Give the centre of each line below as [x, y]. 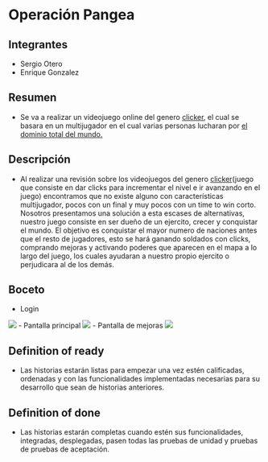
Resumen [33, 98]
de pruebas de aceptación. [65, 449]
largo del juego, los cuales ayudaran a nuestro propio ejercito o [125, 256]
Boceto [27, 290]
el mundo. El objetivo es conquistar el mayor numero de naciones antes [138, 230]
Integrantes [38, 45]
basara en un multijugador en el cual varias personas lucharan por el [134, 126]
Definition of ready [56, 351]
